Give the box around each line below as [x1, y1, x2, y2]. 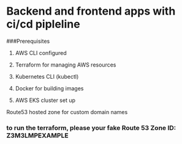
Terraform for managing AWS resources [15, 61, 116, 68]
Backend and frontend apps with [6, 4, 176, 18]
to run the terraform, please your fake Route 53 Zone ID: [6, 123, 176, 132]
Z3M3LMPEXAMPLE [6, 131, 69, 140]
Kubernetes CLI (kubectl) [15, 73, 79, 80]
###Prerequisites [6, 37, 50, 45]
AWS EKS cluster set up [15, 96, 75, 104]
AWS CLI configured [15, 49, 67, 56]
